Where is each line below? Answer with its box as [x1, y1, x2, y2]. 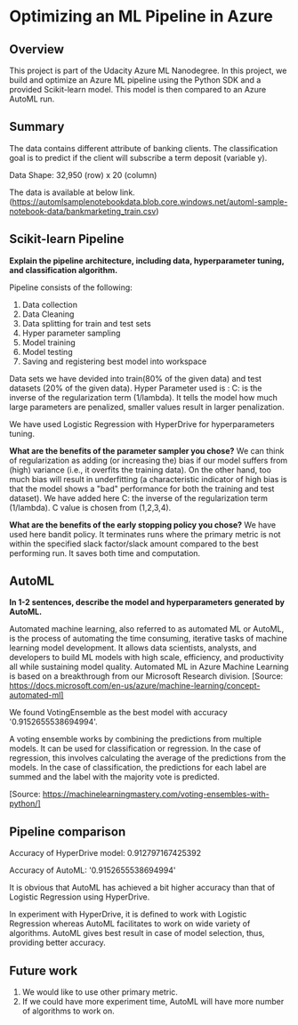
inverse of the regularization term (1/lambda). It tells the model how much [9, 391, 278, 402]
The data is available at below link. [9, 187, 135, 198]
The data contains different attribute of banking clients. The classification [9, 142, 278, 153]
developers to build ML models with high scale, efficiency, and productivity [9, 652, 285, 663]
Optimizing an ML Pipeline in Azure [9, 6, 273, 27]
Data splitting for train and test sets [21, 318, 151, 328]
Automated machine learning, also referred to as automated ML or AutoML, [9, 624, 285, 634]
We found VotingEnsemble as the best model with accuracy [9, 707, 229, 718]
